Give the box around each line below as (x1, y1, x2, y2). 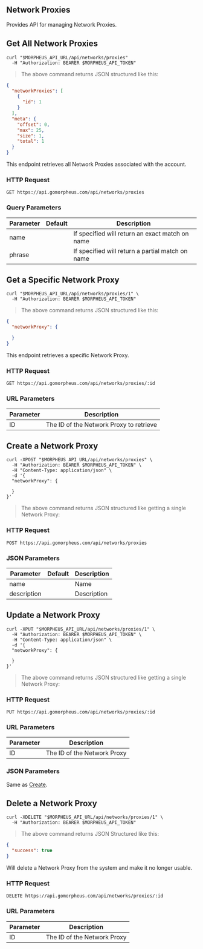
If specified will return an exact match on (73, 229, 189, 238)
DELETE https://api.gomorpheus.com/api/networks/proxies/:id (6, 893, 164, 899)
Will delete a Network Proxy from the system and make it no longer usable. (6, 864, 192, 872)
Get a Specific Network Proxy (6, 275, 120, 285)
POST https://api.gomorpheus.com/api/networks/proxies (6, 540, 147, 546)
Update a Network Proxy (6, 610, 101, 620)
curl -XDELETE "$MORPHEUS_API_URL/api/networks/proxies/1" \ (6, 814, 164, 821)
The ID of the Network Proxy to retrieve (45, 420, 157, 429)
